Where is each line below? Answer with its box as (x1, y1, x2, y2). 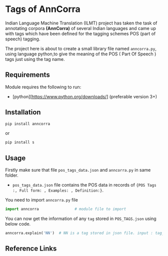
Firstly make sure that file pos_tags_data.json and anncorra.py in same (5, 167, 151, 173)
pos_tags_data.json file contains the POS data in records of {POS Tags (12, 182, 156, 188)
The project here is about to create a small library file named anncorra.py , (5, 45, 156, 51)
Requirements (5, 71, 50, 79)
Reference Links (5, 245, 57, 253)
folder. (5, 172, 18, 178)
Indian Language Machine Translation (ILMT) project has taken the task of (5, 20, 157, 26)
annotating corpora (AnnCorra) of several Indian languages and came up (5, 25, 156, 31)
